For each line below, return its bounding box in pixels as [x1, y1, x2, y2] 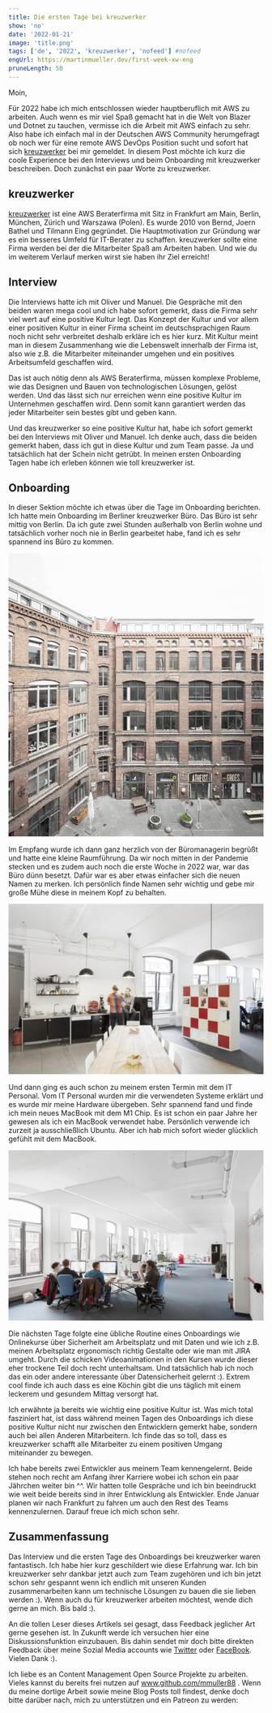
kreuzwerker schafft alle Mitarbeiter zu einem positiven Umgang [8, 1439, 223, 1449]
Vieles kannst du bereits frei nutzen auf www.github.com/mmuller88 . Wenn [8, 1677, 261, 1687]
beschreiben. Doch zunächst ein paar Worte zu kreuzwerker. [8, 163, 211, 174]
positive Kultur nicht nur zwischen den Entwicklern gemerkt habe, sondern [8, 1422, 257, 1432]
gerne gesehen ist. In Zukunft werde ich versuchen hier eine [8, 1627, 210, 1638]
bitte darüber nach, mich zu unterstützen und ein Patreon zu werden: [8, 1695, 239, 1705]
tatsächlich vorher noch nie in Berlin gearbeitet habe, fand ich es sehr [8, 528, 241, 539]
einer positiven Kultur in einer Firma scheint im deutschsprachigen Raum [8, 323, 251, 333]
